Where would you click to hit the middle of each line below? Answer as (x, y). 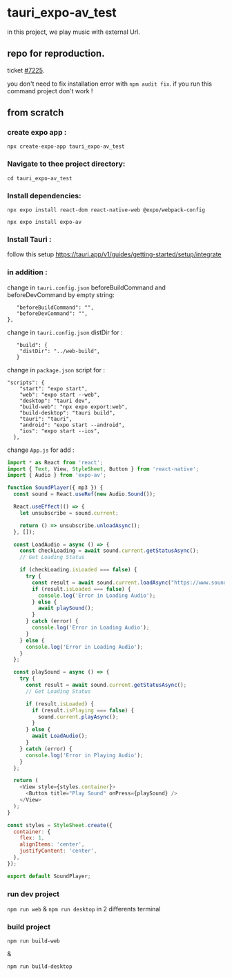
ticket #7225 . (26, 70)
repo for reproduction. (56, 54)
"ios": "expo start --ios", (60, 431)
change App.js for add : (41, 450)
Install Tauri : (29, 239)
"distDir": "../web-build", (60, 351)
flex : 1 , (32, 838)
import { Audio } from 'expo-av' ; (57, 475)
